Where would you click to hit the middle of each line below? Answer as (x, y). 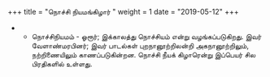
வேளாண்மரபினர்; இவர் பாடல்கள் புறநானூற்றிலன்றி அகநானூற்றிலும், (140, 45)
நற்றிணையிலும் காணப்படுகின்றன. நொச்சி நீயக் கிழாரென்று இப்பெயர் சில (144, 55)
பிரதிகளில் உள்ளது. (62, 64)
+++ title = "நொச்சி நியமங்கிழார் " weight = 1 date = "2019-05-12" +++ (123, 12)
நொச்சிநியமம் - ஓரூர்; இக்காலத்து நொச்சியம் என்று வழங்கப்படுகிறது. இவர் (146, 36)
